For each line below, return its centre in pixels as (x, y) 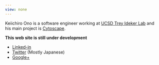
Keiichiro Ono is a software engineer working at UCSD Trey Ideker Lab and (80, 23)
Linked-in (22, 47)
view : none (16, 9)
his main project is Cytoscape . (35, 28)
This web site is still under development (46, 38)
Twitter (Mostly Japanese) (38, 52)
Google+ (21, 57)
